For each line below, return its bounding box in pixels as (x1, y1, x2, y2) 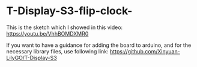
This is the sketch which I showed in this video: (6, 24, 123, 31)
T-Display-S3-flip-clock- (6, 4, 133, 18)
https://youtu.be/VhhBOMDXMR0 (6, 30, 89, 37)
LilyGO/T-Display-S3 (6, 54, 57, 61)
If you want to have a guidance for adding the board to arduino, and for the (6, 42, 192, 49)
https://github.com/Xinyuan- (110, 47, 180, 55)
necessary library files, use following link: (6, 47, 109, 55)
